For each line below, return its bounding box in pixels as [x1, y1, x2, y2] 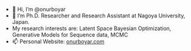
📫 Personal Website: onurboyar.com [12, 38, 105, 45]
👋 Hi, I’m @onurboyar [12, 6, 66, 13]
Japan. [12, 19, 30, 25]
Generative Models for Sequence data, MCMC [12, 31, 128, 38]
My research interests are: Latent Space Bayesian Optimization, [12, 25, 172, 32]
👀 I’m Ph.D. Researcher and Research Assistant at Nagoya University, [12, 12, 186, 19]
